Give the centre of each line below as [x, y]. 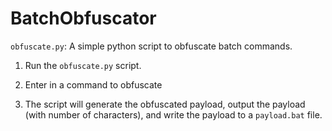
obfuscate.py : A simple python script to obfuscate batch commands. [151, 46]
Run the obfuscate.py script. [83, 65]
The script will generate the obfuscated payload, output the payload [165, 104]
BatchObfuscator [83, 18]
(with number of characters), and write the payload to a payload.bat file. [173, 114]
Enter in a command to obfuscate [93, 84]
